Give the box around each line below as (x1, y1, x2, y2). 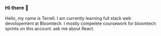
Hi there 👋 (5, 4, 29, 11)
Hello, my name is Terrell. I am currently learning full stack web (5, 16, 131, 21)
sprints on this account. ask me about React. (5, 26, 94, 32)
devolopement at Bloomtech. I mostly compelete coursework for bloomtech (5, 20, 157, 26)
